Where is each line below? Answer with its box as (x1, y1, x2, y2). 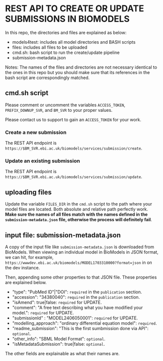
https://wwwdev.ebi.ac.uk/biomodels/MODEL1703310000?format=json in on (5, 259, 153, 265)
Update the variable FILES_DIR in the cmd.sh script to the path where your (5, 201, 153, 207)
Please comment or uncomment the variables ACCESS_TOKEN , (5, 102, 126, 108)
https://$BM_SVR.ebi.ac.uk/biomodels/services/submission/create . (5, 145, 142, 151)
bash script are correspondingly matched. (5, 75, 90, 80)
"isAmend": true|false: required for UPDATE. (12, 299, 102, 305)
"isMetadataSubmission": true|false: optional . (12, 341, 105, 347)
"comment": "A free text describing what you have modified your (12, 305, 143, 310)
